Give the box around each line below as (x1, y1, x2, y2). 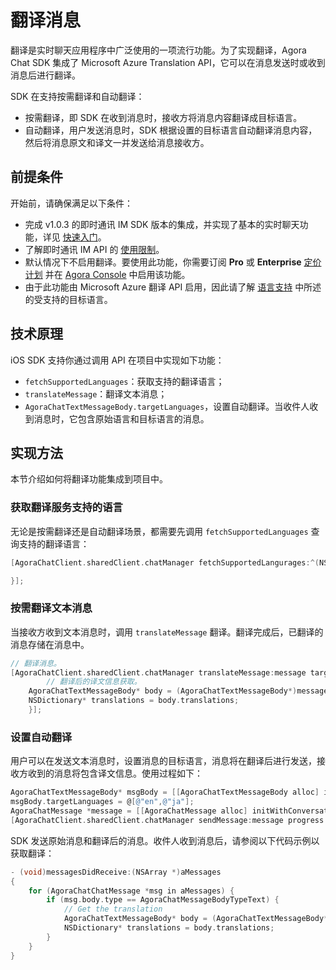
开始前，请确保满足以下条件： (10, 197, 133, 209)
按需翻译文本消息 (10, 601, 93, 615)
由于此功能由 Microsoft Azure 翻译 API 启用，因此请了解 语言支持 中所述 (24, 281, 322, 293)
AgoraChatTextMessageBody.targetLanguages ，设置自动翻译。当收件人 (24, 400, 310, 412)
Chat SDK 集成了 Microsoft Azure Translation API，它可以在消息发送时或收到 (10, 56, 326, 68)
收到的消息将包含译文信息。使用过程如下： (27, 767, 203, 780)
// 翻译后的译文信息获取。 (46, 677, 142, 687)
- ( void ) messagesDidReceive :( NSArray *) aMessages (10, 867, 222, 877)
